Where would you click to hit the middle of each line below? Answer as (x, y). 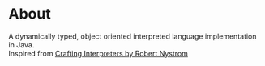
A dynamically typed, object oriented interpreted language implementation (132, 36)
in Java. (21, 44)
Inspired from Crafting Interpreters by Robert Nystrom (98, 53)
